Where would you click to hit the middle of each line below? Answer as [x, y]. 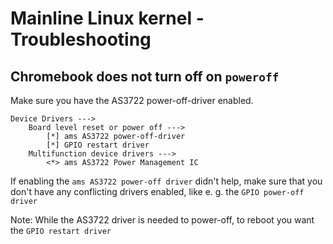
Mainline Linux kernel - [107, 18]
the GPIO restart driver [61, 230]
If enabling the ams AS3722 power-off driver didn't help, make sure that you [166, 181]
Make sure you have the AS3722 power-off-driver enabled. [132, 100]
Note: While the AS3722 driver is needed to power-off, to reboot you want [162, 220]
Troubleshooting [81, 39]
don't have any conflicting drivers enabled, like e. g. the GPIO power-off [157, 191]
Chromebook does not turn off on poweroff [145, 76]
